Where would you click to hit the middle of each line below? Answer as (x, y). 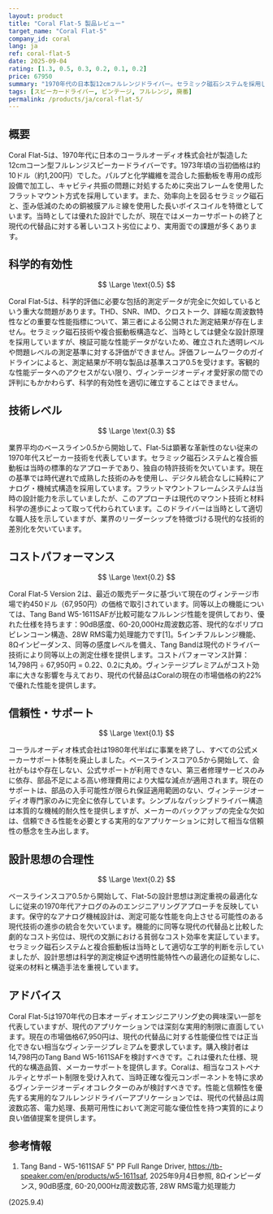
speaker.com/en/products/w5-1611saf (83, 1176)
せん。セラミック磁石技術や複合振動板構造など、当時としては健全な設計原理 (136, 332)
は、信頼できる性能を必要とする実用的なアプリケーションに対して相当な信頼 (136, 821)
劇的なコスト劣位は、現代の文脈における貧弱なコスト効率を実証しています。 (136, 937)
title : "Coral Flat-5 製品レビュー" (67, 24)
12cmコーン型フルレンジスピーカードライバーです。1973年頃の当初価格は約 (134, 165)
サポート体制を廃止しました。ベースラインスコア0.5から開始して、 (141, 760)
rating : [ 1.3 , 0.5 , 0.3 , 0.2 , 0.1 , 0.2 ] (78, 69)
